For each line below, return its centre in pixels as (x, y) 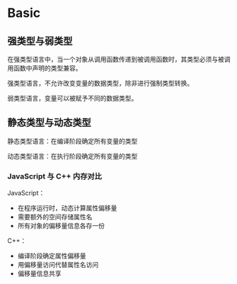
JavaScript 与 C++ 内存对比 (55, 176)
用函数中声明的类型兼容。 (45, 68)
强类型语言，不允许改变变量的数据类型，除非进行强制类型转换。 (100, 83)
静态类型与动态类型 (49, 123)
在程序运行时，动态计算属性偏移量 (67, 208)
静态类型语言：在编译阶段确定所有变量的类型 (73, 141)
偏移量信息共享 (39, 273)
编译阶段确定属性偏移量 (52, 256)
